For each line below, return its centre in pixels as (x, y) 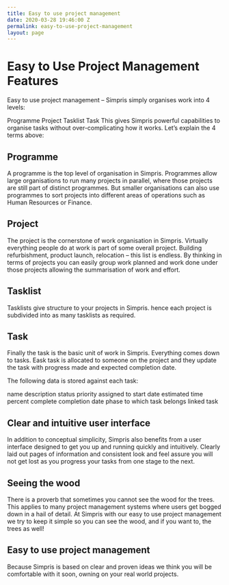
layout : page (26, 33)
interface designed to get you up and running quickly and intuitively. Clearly (114, 447)
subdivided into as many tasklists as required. (71, 315)
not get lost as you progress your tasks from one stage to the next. (101, 462)
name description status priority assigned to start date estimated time (105, 394)
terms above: (26, 135)
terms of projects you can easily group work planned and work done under (112, 262)
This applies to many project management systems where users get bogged (114, 507)
